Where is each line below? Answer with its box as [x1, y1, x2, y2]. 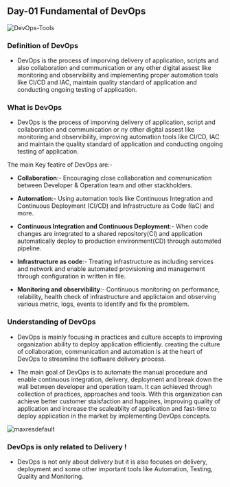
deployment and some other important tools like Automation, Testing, [16, 465, 213, 473]
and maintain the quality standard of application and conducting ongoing [16, 140, 223, 148]
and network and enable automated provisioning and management [16, 265, 206, 273]
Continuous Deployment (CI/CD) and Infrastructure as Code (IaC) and [16, 202, 214, 210]
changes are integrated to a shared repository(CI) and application [16, 230, 203, 238]
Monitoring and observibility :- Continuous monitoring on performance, [16, 285, 220, 294]
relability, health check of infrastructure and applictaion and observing [16, 293, 216, 301]
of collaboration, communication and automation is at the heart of [16, 347, 203, 355]
